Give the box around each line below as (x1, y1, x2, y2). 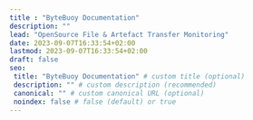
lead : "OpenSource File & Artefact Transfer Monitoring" (9, 30, 229, 39)
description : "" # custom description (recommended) (13, 80, 218, 89)
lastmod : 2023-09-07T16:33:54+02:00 (9, 47, 148, 56)
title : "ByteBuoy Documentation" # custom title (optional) (13, 72, 246, 81)
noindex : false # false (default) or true (13, 97, 177, 106)
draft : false (9, 55, 59, 64)
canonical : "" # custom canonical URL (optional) (13, 88, 205, 97)
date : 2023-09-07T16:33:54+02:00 (9, 38, 136, 48)
